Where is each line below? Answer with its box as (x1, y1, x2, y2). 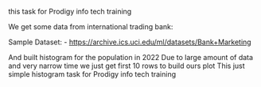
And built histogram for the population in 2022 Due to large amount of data (8, 53, 253, 62)
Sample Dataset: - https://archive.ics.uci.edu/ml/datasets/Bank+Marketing (8, 37, 252, 47)
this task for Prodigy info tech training (8, 7, 132, 16)
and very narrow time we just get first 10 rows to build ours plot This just (8, 61, 245, 70)
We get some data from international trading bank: (8, 22, 173, 31)
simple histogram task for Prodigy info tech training (8, 70, 177, 78)
